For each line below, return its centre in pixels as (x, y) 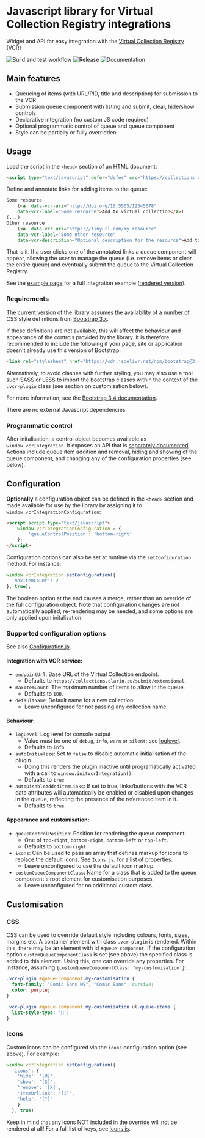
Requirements (28, 299)
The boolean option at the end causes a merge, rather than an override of (99, 598)
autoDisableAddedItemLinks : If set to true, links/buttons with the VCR (101, 786)
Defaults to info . (45, 747)
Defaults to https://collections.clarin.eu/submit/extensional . (105, 681)
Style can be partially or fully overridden (66, 132)
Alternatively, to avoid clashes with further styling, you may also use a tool (100, 373)
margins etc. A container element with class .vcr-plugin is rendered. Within (102, 942)
